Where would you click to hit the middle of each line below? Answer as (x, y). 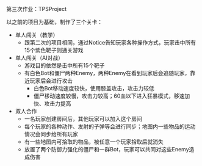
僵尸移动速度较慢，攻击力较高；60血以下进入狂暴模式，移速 (109, 96)
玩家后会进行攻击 (51, 81)
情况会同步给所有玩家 (51, 134)
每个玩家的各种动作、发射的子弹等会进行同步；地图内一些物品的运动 (110, 126)
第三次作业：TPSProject (37, 9)
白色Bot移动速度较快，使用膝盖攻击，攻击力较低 (94, 88)
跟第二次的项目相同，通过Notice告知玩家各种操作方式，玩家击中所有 (110, 42)
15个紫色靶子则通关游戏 (54, 50)
